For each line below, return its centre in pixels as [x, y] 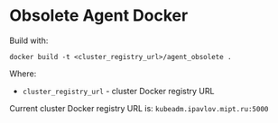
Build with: [29, 40]
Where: [23, 74]
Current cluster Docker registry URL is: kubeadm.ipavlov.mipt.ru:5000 [139, 108]
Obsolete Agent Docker [99, 16]
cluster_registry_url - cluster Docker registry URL [118, 91]
